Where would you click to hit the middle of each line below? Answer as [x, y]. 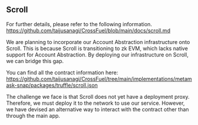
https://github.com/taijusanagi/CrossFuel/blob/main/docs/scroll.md [88, 30]
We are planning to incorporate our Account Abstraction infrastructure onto [98, 42]
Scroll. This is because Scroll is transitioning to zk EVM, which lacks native [97, 48]
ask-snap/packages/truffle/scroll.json [52, 85]
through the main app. [33, 115]
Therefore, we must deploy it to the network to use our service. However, [95, 103]
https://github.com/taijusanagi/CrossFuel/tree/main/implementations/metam [99, 79]
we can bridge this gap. [35, 61]
